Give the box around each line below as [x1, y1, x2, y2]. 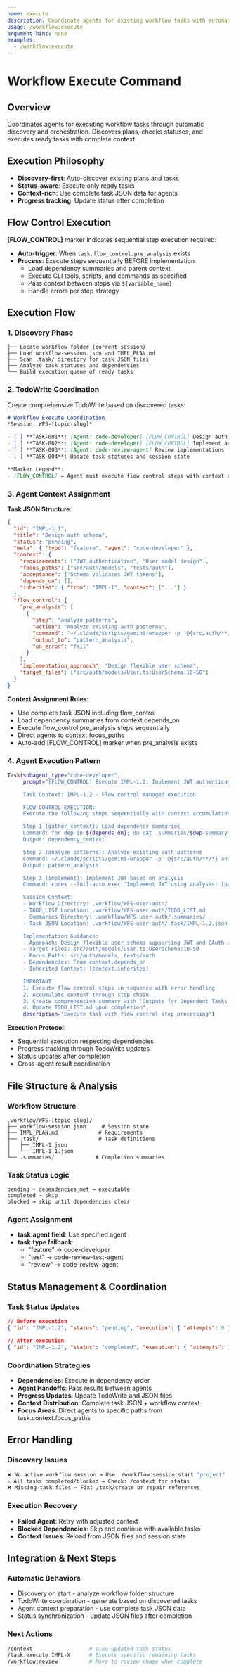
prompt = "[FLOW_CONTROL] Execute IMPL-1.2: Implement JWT [22, 778, 193, 785]
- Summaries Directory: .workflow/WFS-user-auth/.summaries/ [22, 913, 206, 920]
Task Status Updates [7, 1302, 80, 1312]
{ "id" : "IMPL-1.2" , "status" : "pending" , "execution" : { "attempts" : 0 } [7, 1325, 231, 1332]
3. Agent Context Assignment [7, 489, 111, 499]
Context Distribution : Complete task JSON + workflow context [17, 1398, 200, 1407]
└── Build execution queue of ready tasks [7, 369, 133, 376]
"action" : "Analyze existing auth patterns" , [32, 623, 169, 630]
